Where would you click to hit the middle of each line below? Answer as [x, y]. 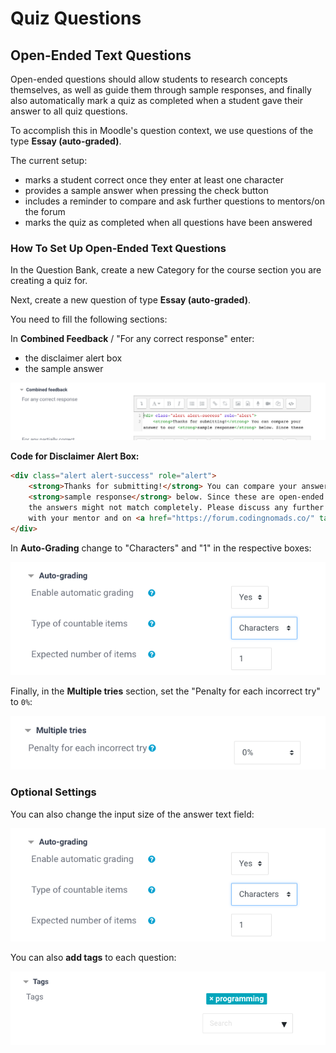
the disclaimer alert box [73, 358]
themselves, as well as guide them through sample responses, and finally [161, 90]
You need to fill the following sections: [89, 319]
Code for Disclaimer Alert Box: [75, 456]
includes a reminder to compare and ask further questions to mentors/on [174, 201]
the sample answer [64, 369]
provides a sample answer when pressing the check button [146, 190]
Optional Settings [53, 792]
